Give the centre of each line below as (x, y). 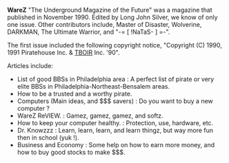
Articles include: (30, 66)
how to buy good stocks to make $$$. (71, 152)
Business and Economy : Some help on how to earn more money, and (116, 145)
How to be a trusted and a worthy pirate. (74, 94)
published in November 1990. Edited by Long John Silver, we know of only (113, 17)
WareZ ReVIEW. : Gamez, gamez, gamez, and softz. (90, 116)
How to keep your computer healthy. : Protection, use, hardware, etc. (115, 123)
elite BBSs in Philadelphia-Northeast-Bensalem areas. (93, 86)
